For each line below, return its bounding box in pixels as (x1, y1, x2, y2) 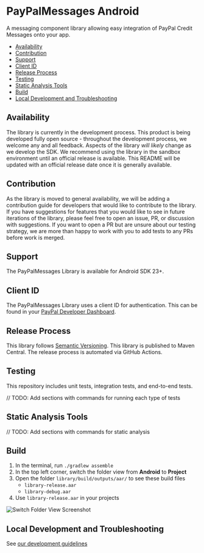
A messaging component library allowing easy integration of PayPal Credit (6, 24, 193, 32)
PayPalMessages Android (6, 4, 139, 18)
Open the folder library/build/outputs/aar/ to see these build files (15, 475, 186, 482)
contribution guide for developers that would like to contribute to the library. (6, 201, 197, 209)
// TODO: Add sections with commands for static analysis (6, 428, 150, 435)
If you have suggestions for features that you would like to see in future (6, 208, 185, 215)
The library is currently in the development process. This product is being (6, 128, 191, 136)
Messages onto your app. (6, 31, 71, 38)
